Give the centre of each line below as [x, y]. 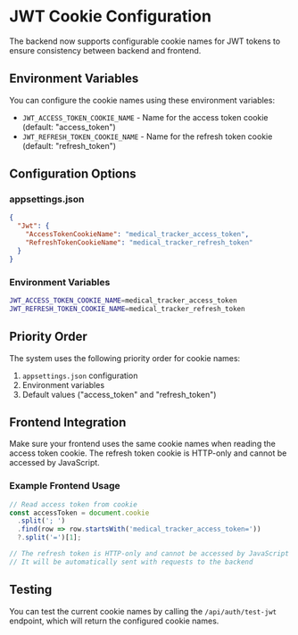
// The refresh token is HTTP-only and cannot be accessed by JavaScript [149, 554]
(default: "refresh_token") [69, 145]
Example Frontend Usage [65, 486]
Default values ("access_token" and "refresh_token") [119, 394]
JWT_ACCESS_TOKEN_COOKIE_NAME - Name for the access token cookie [145, 117]
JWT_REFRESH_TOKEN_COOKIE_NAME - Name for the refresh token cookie [147, 136]
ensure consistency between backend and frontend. [105, 50]
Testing [31, 590]
